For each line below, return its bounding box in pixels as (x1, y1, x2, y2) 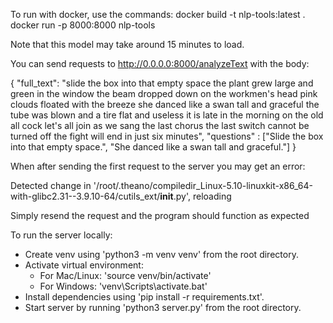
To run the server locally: (10, 229, 113, 241)
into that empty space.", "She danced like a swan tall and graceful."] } (10, 141, 297, 153)
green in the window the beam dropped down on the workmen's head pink (10, 88, 318, 99)
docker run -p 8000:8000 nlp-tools (10, 19, 156, 31)
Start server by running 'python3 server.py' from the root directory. (24, 302, 302, 313)
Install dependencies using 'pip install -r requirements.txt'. (24, 291, 265, 303)
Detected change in (10, 180, 92, 191)
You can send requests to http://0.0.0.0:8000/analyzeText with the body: (10, 58, 310, 69)
